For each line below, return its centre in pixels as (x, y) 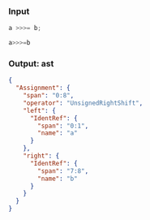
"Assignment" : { (43, 88)
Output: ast (31, 63)
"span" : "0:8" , (49, 96)
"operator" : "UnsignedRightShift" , (83, 103)
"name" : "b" (58, 179)
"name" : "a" (58, 133)
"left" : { (40, 110)
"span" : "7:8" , (63, 171)
